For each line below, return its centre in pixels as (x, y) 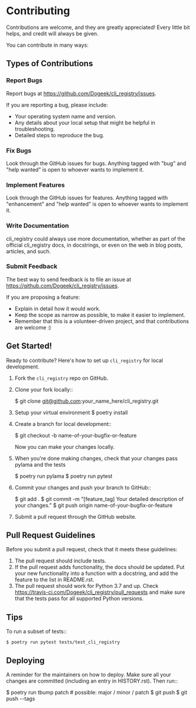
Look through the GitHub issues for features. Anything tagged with (87, 198)
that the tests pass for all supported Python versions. (79, 599)
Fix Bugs (19, 150)
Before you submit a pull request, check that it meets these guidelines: (92, 549)
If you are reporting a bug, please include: (57, 105)
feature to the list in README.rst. (54, 580)
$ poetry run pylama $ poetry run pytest (63, 476)
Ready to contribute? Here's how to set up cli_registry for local (85, 360)
